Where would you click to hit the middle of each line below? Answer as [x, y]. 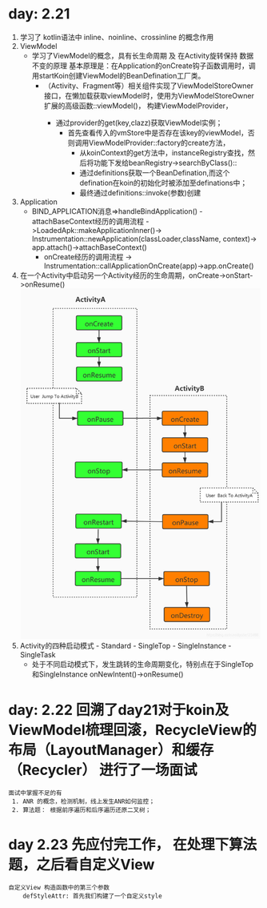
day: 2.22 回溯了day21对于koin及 [119, 710]
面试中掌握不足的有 [35, 793]
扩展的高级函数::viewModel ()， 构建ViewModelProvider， [138, 106]
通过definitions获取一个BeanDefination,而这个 [155, 172]
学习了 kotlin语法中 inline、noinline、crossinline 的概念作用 [117, 37]
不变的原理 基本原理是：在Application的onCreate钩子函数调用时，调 [143, 66]
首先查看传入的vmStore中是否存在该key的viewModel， [158, 132]
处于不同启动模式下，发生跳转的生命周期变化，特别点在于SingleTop [143, 665]
